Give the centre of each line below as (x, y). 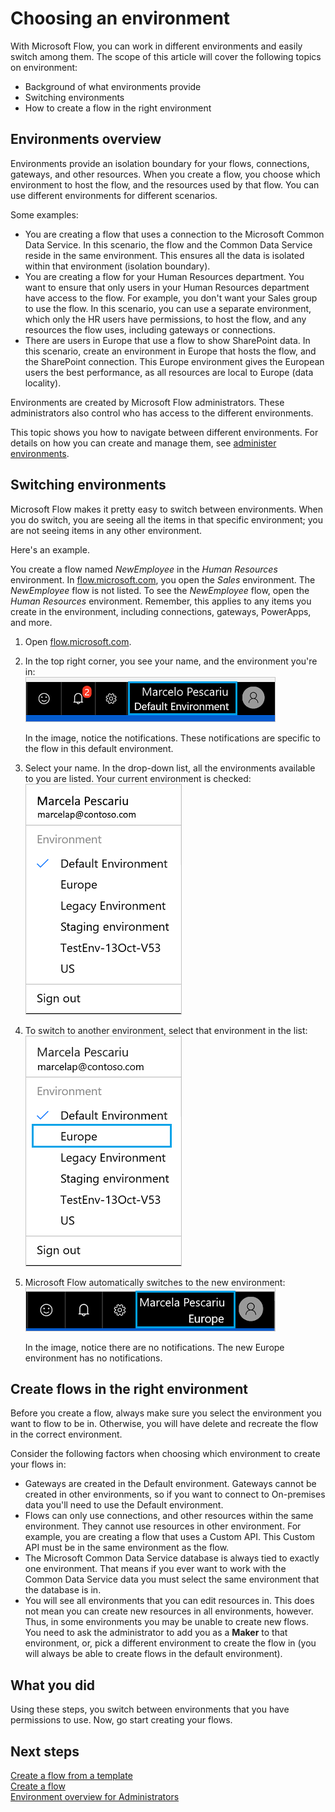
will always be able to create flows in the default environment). (153, 1654)
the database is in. (63, 1590)
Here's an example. (50, 549)
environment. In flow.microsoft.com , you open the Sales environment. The (163, 579)
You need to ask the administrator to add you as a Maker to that (156, 1633)
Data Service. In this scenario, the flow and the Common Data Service (168, 244)
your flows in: (38, 1464)
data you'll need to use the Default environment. (124, 1505)
